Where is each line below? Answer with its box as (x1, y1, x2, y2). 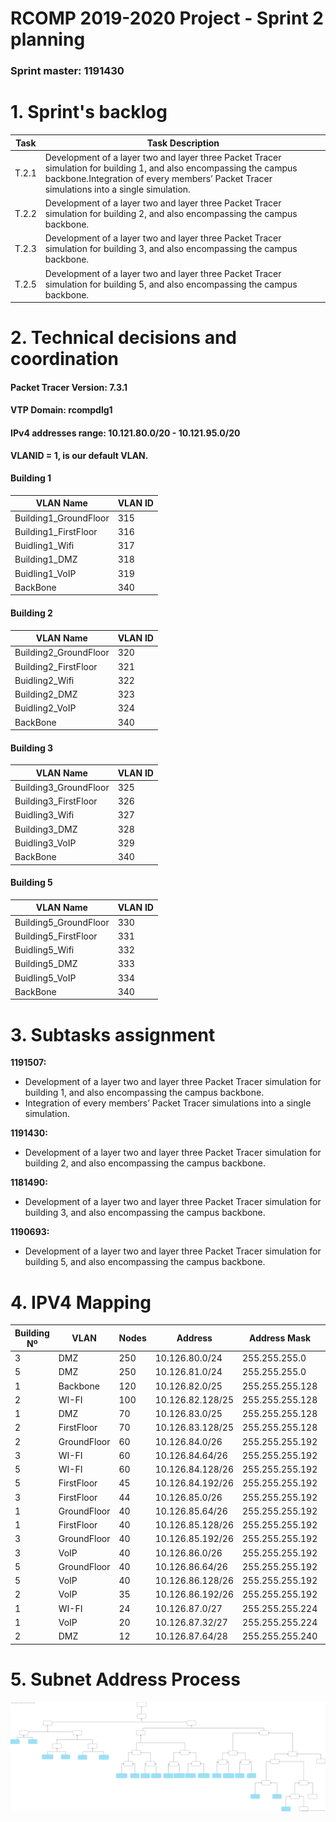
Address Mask (249, 1332, 312, 1344)
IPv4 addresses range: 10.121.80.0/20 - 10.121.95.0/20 (10, 427, 241, 439)
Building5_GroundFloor (14, 916, 110, 928)
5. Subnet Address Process (10, 1668, 241, 1691)
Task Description (146, 137, 220, 149)
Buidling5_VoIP (14, 972, 77, 984)
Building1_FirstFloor (14, 525, 98, 537)
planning (10, 28, 86, 51)
